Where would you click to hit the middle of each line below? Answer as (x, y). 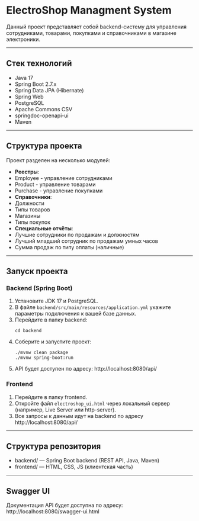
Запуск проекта (37, 271)
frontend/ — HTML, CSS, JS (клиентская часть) (74, 467)
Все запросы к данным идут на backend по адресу (79, 416)
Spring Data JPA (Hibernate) (49, 90)
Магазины (28, 216)
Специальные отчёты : (44, 228)
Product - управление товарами (55, 184)
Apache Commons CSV (44, 109)
